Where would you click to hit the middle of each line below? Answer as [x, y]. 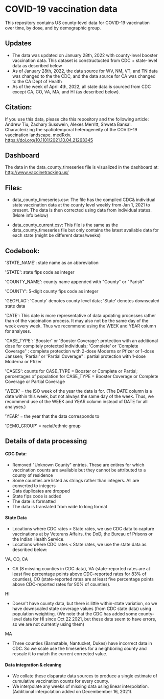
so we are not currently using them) [48, 624]
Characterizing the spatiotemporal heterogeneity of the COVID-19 [71, 129]
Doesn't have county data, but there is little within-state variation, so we [85, 603]
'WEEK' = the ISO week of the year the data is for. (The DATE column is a [79, 391]
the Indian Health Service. [38, 539]
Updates [18, 44]
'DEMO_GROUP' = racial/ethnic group [43, 426]
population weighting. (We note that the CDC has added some [75, 613]
